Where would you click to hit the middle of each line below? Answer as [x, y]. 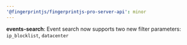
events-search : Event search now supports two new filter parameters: [94, 29]
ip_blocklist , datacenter [38, 35]
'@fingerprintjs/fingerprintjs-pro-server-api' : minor [76, 12]
